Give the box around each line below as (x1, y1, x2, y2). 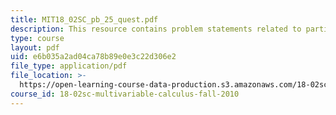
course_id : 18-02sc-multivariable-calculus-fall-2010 (10, 89, 240, 99)
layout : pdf (10, 42, 60, 53)
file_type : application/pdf (10, 61, 128, 71)
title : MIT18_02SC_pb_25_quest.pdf (10, 14, 159, 25)
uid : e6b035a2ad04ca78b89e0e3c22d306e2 (10, 52, 177, 62)
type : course (10, 33, 65, 43)
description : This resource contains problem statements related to (10, 24, 302, 34)
